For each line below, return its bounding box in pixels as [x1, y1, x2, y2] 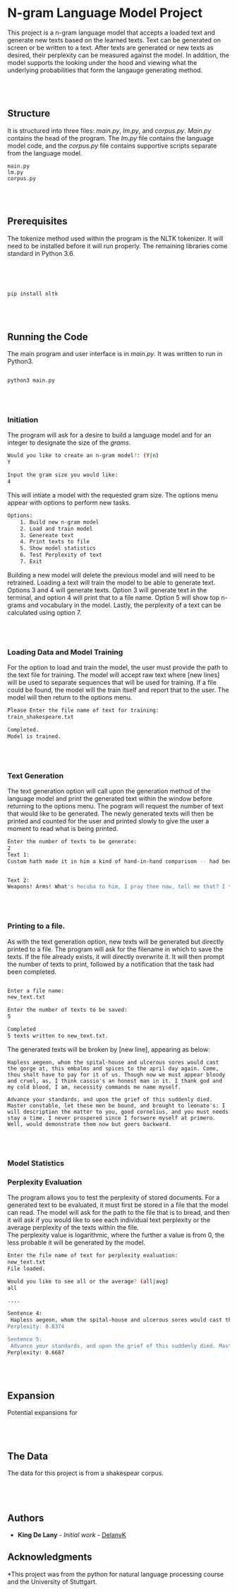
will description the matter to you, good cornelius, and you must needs [7, 1108, 229, 1115]
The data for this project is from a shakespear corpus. [7, 1469, 164, 1478]
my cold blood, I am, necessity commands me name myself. [7, 1083, 181, 1091]
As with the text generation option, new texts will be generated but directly [7, 937, 224, 946]
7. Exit [20, 558, 42, 565]
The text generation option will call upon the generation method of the [7, 787, 211, 796]
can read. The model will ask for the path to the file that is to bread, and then [7, 1209, 230, 1217]
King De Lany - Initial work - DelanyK [17, 1530, 127, 1539]
